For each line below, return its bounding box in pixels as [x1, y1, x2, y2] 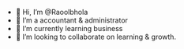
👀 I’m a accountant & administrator [15, 16, 129, 25]
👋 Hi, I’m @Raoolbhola [15, 8, 88, 16]
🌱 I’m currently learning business [15, 24, 123, 33]
